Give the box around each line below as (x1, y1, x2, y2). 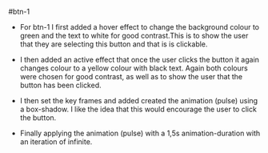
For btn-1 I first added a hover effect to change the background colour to (19, 22, 260, 31)
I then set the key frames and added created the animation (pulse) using (19, 96, 258, 105)
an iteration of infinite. (19, 137, 93, 147)
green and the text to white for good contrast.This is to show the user (19, 31, 249, 40)
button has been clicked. (19, 80, 102, 90)
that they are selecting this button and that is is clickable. (19, 39, 208, 49)
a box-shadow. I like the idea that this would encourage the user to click (19, 104, 258, 114)
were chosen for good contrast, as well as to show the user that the (19, 72, 243, 81)
